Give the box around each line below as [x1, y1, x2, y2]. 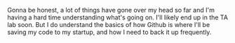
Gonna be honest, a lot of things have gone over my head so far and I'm [7, 6, 215, 14]
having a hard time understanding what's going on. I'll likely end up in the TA [7, 13, 228, 21]
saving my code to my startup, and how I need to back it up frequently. [7, 28, 212, 36]
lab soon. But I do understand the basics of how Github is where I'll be [7, 21, 210, 28]
